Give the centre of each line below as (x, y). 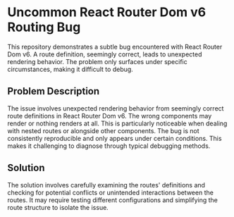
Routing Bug (44, 27)
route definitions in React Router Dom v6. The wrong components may (110, 116)
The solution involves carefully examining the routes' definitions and (106, 185)
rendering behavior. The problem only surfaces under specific (98, 61)
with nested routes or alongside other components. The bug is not (103, 130)
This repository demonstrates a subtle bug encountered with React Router (115, 46)
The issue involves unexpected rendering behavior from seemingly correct (116, 108)
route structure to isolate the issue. (58, 207)
